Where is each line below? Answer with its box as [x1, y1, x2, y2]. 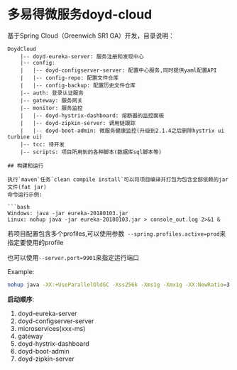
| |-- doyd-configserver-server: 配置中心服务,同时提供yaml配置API [20, 67, 217, 74]
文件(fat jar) [7, 183, 48, 190]
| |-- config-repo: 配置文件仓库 [20, 74, 119, 82]
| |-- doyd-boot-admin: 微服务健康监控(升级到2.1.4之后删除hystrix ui [20, 127, 225, 134]
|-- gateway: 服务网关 [20, 97, 83, 104]
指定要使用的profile [7, 238, 64, 246]
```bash [7, 203, 31, 210]
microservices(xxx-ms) [17, 324, 86, 332]
